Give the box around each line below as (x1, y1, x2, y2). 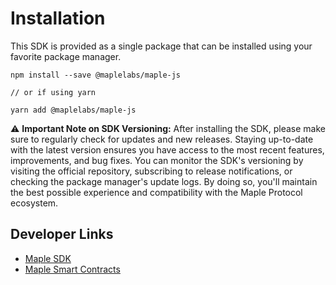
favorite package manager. (10, 50, 122, 62)
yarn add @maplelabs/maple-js (10, 105, 137, 115)
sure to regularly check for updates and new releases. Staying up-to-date (10, 133, 314, 145)
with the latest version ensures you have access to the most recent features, (10, 143, 325, 156)
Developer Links (10, 226, 114, 243)
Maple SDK (24, 252, 72, 264)
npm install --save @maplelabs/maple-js (10, 70, 182, 80)
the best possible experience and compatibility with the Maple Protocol (10, 186, 303, 198)
